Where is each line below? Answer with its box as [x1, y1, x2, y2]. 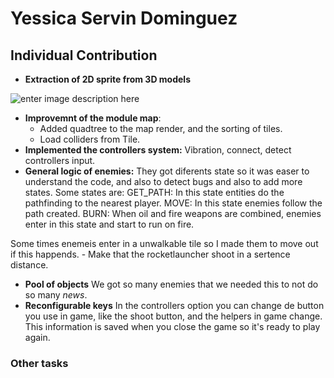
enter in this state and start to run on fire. [24, 218, 195, 230]
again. [24, 332, 51, 343]
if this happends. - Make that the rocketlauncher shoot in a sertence [10, 248, 291, 260]
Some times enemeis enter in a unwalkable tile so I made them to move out [10, 238, 319, 249]
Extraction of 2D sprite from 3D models [24, 73, 191, 85]
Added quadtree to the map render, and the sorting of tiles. [39, 123, 283, 134]
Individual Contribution [10, 47, 158, 64]
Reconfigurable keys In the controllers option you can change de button [24, 300, 325, 311]
